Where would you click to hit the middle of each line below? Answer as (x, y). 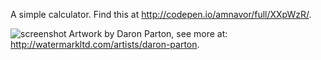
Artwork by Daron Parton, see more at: (148, 33)
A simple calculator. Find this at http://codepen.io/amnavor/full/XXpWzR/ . (161, 14)
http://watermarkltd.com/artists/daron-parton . (105, 44)
